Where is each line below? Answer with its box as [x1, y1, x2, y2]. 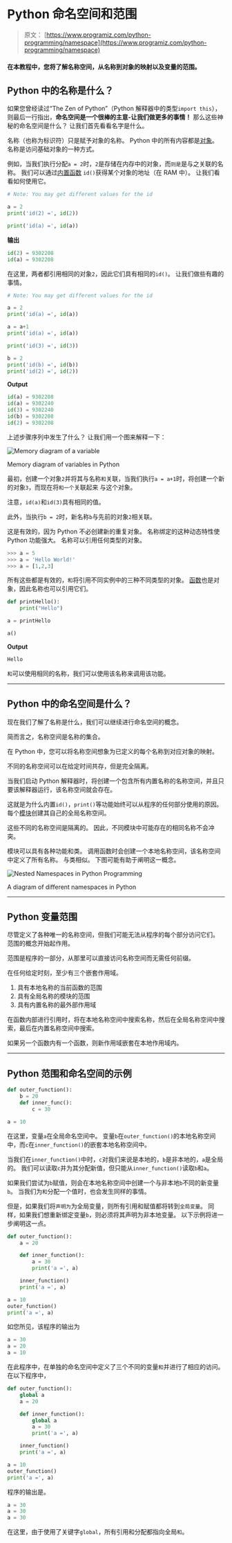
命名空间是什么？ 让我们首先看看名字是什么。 [19, 122, 148, 130]
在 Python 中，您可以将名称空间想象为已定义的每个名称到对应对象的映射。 [7, 747, 219, 755]
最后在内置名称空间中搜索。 [19, 1024, 98, 1032]
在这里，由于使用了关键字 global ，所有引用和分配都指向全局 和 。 [7, 1528, 188, 1536]
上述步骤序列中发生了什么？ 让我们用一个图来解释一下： [7, 432, 166, 441]
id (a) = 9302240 [7, 400, 54, 407]
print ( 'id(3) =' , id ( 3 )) [7, 342, 79, 349]
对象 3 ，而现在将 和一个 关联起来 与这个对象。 [12, 483, 137, 491]
